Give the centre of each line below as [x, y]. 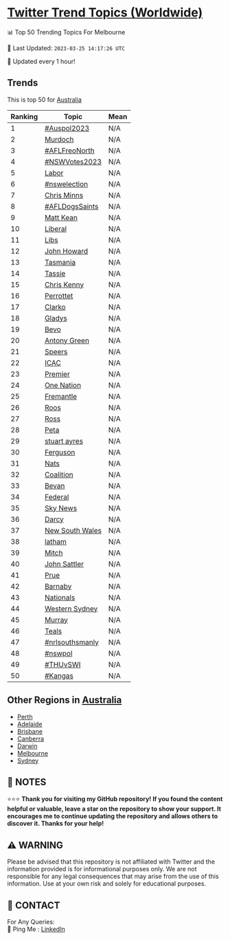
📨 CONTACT [34, 905]
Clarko [55, 307]
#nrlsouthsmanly [72, 642]
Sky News [61, 508]
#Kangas [59, 675]
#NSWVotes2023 [73, 162]
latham [55, 541]
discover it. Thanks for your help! [56, 824]
